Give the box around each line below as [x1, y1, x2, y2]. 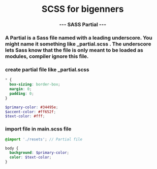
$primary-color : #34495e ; [5, 105, 58, 110]
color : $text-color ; [9, 155, 52, 160]
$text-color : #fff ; [5, 114, 45, 119]
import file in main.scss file [5, 126, 71, 132]
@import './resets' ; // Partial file [5, 137, 83, 142]
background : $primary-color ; [9, 150, 69, 155]
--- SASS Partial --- [59, 21, 107, 28]
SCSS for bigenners [41, 3, 124, 15]
